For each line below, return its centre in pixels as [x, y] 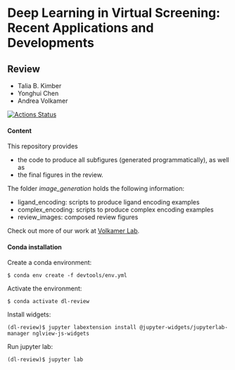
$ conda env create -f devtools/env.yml [68, 276]
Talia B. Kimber [39, 86]
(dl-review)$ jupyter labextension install [72, 328]
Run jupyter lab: [30, 347]
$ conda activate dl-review [49, 302]
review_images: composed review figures [78, 217]
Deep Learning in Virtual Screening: [114, 13]
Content [19, 130]
